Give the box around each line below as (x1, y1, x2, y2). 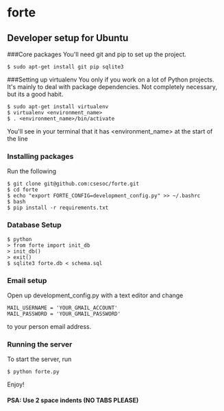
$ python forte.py (7, 369, 60, 375)
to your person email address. (7, 322, 92, 330)
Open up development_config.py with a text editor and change (7, 291, 184, 299)
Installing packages (7, 151, 74, 161)
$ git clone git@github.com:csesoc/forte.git (7, 180, 139, 188)
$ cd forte (7, 186, 38, 193)
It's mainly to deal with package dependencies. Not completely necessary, (7, 83, 218, 90)
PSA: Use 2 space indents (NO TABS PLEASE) (7, 396, 139, 404)
